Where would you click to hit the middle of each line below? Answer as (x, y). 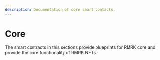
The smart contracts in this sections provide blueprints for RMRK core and (80, 47)
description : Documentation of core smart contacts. (60, 10)
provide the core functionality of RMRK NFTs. (51, 52)
